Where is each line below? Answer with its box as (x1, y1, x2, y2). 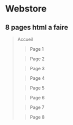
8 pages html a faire (5, 23, 68, 32)
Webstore (5, 3, 47, 15)
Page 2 (29, 56, 45, 62)
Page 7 (29, 104, 45, 110)
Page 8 (29, 114, 45, 120)
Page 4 (29, 75, 45, 81)
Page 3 (29, 66, 45, 71)
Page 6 (29, 95, 45, 100)
